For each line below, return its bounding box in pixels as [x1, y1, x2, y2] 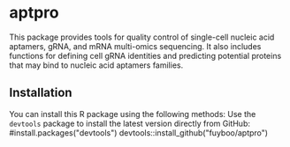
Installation [9, 85, 72, 100]
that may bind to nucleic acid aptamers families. [9, 60, 184, 70]
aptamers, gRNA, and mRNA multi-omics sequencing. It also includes [9, 40, 262, 51]
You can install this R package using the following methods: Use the [9, 108, 256, 119]
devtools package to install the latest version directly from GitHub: [9, 118, 250, 129]
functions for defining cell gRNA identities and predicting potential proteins [9, 50, 282, 61]
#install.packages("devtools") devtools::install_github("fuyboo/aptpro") [9, 127, 268, 138]
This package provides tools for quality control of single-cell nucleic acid [9, 32, 275, 42]
